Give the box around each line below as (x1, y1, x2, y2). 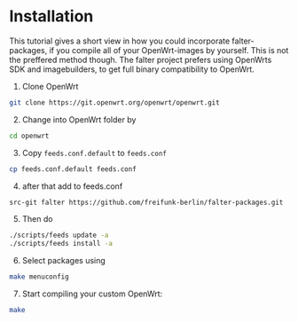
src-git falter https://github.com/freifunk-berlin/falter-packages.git (9, 198, 284, 207)
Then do (21, 214, 53, 224)
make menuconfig (9, 272, 69, 281)
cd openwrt (9, 131, 50, 140)
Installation (9, 6, 94, 27)
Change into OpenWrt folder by (21, 114, 137, 125)
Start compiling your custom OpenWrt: (21, 288, 163, 299)
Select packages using (21, 255, 106, 266)
